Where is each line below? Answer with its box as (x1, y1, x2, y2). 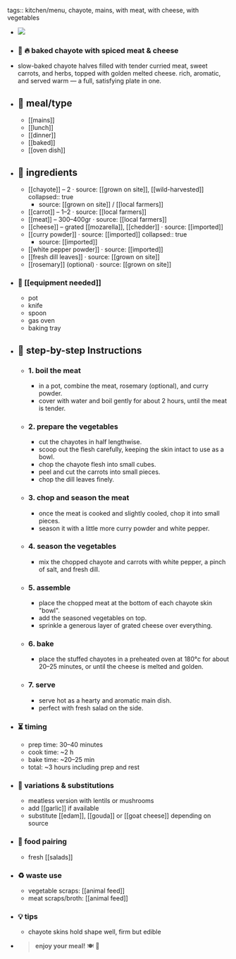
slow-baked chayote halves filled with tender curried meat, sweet (17, 61, 208, 70)
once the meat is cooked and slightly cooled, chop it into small (38, 508, 220, 518)
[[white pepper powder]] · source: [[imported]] (27, 245, 163, 254)
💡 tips (17, 911, 39, 921)
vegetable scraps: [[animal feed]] (27, 886, 125, 895)
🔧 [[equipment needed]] (17, 278, 102, 287)
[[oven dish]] (27, 146, 66, 155)
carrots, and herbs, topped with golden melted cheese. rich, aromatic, (17, 69, 221, 78)
